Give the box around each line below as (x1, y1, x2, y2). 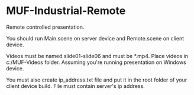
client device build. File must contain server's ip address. (6, 82, 145, 89)
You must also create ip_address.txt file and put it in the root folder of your (6, 76, 187, 83)
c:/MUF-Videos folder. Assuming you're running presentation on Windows (6, 59, 186, 66)
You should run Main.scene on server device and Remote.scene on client (6, 35, 185, 42)
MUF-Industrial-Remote (6, 4, 126, 18)
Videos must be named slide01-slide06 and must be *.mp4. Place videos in (6, 52, 188, 59)
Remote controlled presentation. (6, 23, 85, 30)
